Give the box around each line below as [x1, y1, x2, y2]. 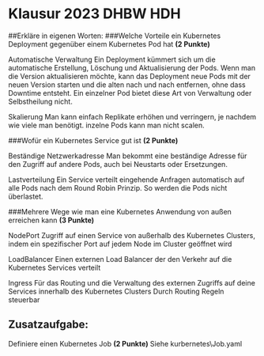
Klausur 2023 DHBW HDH [8, 5, 181, 23]
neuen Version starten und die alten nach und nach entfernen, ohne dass [8, 80, 247, 89]
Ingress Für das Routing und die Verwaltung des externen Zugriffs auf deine [8, 278, 255, 287]
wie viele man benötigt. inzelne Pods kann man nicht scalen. [8, 120, 206, 130]
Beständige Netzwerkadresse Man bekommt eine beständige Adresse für [8, 151, 247, 161]
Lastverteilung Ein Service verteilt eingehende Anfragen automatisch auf [8, 175, 245, 184]
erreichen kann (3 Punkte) [8, 215, 95, 225]
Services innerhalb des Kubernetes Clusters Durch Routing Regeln [8, 286, 224, 296]
